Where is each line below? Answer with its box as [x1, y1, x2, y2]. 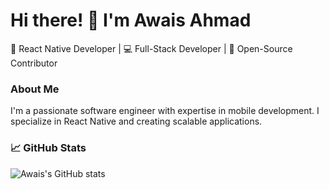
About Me [10, 82, 60, 96]
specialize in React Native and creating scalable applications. [10, 115, 263, 128]
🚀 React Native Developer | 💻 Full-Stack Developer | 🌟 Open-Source [10, 42, 293, 54]
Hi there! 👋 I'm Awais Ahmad [10, 9, 252, 32]
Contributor [10, 57, 58, 69]
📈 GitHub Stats [10, 141, 87, 155]
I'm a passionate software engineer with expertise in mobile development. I [10, 105, 320, 117]
